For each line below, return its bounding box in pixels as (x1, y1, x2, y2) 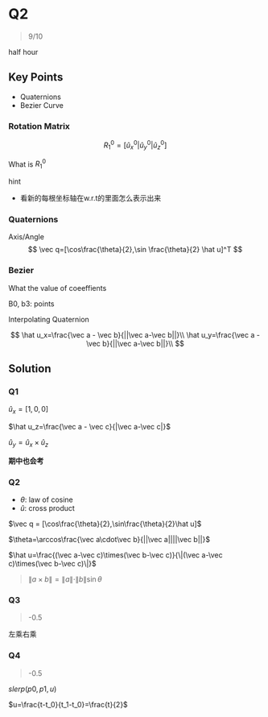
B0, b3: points (8, 299, 55, 309)
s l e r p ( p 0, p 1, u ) (8, 684, 57, 694)
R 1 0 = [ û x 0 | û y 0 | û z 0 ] (103, 139, 167, 151)
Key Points (8, 70, 64, 85)
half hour (8, 47, 39, 56)
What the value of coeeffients (8, 283, 107, 292)
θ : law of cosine (19, 495, 74, 504)
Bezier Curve (19, 100, 64, 110)
